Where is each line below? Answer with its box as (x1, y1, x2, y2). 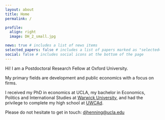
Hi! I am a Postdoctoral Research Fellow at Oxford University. (5, 65, 129, 71)
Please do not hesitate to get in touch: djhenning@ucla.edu (5, 109, 125, 115)
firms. (5, 80, 17, 86)
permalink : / (5, 16, 32, 21)
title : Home (5, 12, 29, 17)
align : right (9, 30, 36, 35)
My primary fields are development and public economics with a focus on (5, 75, 154, 80)
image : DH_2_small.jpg (9, 34, 56, 39)
